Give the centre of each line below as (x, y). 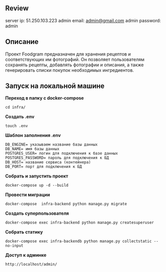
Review (17, 8)
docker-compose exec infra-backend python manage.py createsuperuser (80, 223)
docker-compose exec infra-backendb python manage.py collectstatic (78, 241)
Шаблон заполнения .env (33, 135)
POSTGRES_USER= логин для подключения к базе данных (62, 154)
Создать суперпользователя (37, 213)
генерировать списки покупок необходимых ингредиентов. (70, 70)
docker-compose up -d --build (37, 186)
